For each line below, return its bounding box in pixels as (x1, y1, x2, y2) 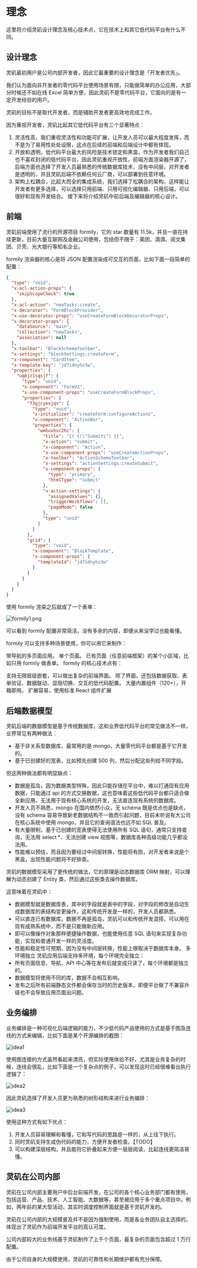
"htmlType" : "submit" (47, 477, 101, 483)
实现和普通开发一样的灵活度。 (25, 937, 97, 944)
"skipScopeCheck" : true (16, 291, 75, 297)
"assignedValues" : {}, (47, 493, 104, 499)
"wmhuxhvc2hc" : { (37, 428, 80, 434)
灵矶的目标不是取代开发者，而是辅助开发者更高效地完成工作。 (6, 108, 155, 115)
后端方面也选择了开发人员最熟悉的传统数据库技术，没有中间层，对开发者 (14, 163, 189, 170)
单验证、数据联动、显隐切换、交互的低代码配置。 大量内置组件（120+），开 (6, 679, 186, 686)
